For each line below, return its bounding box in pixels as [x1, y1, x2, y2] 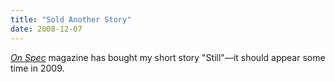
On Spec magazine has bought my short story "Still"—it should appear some [10, 51, 326, 63]
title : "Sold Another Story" [10, 14, 132, 25]
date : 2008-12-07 [10, 24, 83, 34]
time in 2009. [10, 62, 65, 74]
